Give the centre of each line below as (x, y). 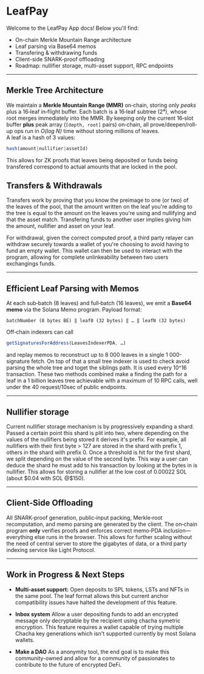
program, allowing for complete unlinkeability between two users (87, 257)
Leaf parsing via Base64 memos (56, 46)
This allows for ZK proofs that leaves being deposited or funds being (92, 160)
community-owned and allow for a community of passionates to (95, 658)
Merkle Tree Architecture (55, 90)
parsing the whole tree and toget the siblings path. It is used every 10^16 (97, 368)
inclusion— (177, 531)
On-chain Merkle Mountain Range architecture (73, 40)
